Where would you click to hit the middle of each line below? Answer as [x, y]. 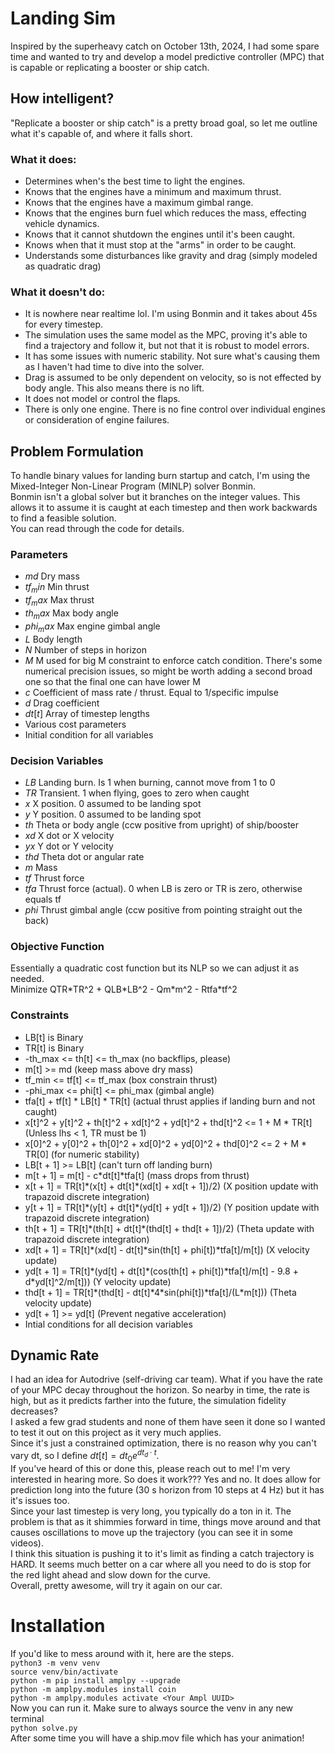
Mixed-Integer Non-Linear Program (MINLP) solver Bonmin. [133, 486]
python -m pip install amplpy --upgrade [96, 1680]
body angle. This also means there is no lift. [114, 388]
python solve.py [44, 1728]
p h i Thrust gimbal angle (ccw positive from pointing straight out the [163, 909]
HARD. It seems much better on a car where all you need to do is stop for [161, 1564]
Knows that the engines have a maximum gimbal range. [139, 203]
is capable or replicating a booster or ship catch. [110, 67]
